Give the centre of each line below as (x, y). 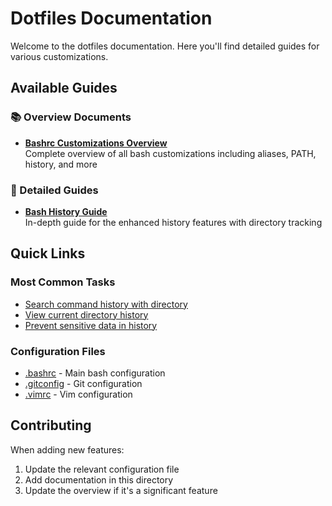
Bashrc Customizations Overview (96, 143)
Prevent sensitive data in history (91, 325)
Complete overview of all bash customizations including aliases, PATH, (170, 153)
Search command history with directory (106, 304)
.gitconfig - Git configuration (83, 383)
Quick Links (48, 253)
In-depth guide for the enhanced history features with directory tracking (173, 222)
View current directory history (86, 314)
